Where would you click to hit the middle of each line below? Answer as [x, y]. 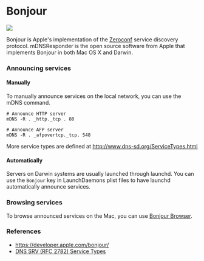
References [24, 231]
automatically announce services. [49, 187]
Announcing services [39, 68]
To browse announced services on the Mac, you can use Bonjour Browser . [99, 216]
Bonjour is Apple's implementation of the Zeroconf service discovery [92, 39]
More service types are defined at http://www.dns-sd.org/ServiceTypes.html [102, 147]
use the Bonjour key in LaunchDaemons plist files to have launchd [89, 180]
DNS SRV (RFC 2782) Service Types [60, 251]
